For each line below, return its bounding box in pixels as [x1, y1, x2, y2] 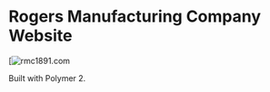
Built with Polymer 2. [8, 72, 86, 83]
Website [8, 25, 73, 46]
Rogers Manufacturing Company [8, 6, 261, 27]
